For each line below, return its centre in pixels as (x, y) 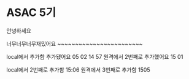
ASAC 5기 (31, 13)
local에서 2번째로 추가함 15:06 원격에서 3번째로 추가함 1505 (78, 70)
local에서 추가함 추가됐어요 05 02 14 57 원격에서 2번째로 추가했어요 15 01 (95, 56)
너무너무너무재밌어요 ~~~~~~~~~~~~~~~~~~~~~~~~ (75, 43)
